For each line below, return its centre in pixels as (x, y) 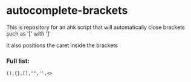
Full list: (18, 61)
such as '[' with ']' (29, 33)
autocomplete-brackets (67, 11)
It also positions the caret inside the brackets (62, 45)
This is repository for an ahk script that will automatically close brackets (96, 27)
